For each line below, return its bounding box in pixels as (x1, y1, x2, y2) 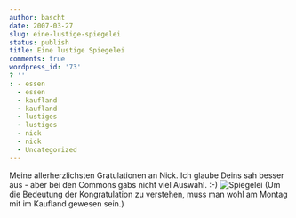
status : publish (9, 37, 69, 47)
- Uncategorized (17, 145, 77, 154)
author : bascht (9, 12, 66, 22)
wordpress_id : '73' (9, 63, 82, 72)
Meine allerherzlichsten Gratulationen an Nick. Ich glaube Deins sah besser (9, 170, 284, 181)
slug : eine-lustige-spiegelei (9, 29, 122, 38)
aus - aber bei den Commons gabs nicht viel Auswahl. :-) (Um (9, 179, 281, 190)
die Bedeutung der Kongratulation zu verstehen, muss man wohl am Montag (9, 189, 288, 199)
